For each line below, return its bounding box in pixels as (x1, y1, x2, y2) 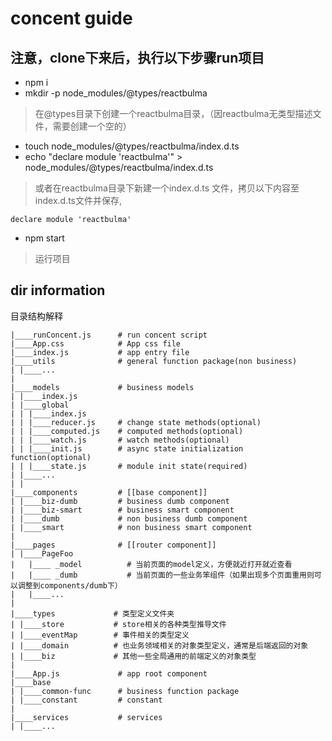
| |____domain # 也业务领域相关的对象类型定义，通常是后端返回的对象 (10, 640, 309, 651)
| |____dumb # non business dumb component (10, 513, 248, 524)
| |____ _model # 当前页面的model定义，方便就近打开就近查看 (10, 559, 293, 569)
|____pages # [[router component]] (10, 540, 217, 550)
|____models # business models (10, 382, 195, 392)
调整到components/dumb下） (17, 580, 123, 591)
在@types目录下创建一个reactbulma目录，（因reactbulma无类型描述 (34, 108, 313, 119)
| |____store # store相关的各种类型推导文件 (10, 619, 227, 629)
